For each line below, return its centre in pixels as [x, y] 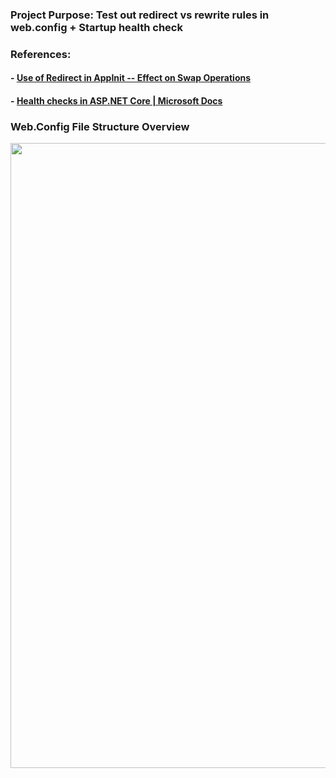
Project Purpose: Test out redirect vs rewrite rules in [140, 15]
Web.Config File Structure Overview [100, 126]
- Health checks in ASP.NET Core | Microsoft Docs [116, 101]
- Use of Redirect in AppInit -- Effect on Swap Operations [131, 78]
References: [41, 54]
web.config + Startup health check [96, 27]
